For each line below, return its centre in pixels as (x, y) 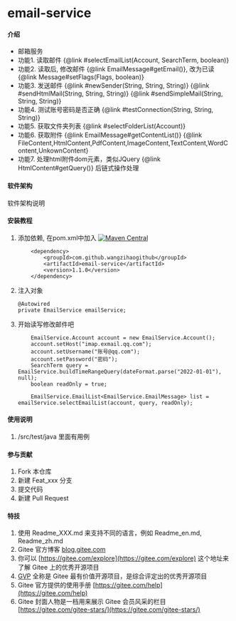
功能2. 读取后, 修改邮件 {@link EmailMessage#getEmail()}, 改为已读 (116, 69)
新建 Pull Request (43, 498)
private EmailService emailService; (72, 310)
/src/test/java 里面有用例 (54, 437)
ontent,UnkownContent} (53, 150)
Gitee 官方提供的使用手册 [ (57, 585)
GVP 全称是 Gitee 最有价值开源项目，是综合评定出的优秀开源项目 (112, 576)
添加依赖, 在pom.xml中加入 (57, 237)
